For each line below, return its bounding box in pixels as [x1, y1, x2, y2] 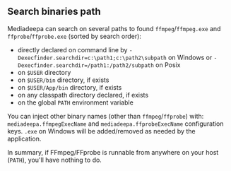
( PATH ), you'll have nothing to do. [7, 155, 102, 164]
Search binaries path [7, 6, 101, 18]
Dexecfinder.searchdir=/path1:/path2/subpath [17, 61, 154, 69]
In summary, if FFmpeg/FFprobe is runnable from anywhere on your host [7, 148, 219, 156]
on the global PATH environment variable [17, 98, 134, 107]
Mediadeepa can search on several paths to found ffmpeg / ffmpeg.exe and [7, 24, 221, 33]
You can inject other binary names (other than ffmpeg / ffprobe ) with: [7, 112, 204, 120]
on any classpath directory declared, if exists [17, 90, 149, 99]
